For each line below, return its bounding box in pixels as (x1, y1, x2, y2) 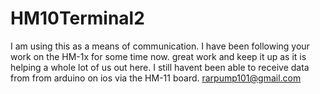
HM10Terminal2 (10, 7, 145, 30)
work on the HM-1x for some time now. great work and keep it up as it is (10, 50, 307, 62)
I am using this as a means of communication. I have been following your (10, 40, 310, 52)
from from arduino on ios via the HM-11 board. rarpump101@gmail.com (10, 72, 302, 84)
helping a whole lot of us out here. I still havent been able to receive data (10, 61, 310, 73)
